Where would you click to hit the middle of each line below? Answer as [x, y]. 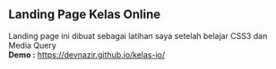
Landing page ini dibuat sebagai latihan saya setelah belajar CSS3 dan [138, 35]
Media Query [33, 45]
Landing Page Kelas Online [85, 15]
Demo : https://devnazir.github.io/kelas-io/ [87, 54]
